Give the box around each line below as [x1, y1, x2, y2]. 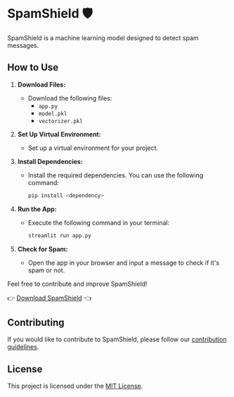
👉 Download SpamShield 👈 [7, 294, 91, 302]
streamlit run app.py [27, 232, 91, 239]
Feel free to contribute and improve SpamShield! [7, 279, 148, 288]
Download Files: [17, 80, 66, 89]
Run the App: [17, 205, 58, 213]
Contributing [7, 316, 65, 328]
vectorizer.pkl [38, 118, 83, 125]
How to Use [7, 61, 59, 74]
